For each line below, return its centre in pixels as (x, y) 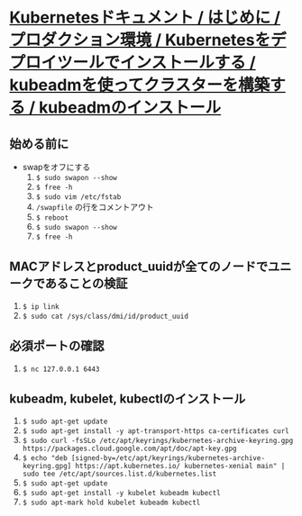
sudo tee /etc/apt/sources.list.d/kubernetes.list (119, 474)
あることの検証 (86, 284)
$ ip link (41, 306)
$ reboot (52, 218)
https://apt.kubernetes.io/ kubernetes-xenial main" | (180, 466)
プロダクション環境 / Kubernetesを (140, 40)
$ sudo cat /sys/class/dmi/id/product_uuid (105, 316)
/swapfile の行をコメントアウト (95, 207)
